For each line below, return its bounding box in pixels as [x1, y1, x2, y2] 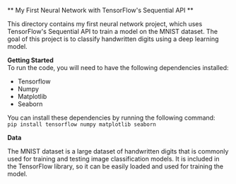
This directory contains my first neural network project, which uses [7, 20, 203, 28]
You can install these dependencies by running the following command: [7, 113, 216, 122]
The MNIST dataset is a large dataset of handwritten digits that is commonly [7, 147, 229, 155]
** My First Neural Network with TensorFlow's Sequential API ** [7, 6, 194, 14]
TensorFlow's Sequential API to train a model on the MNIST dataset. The [7, 28, 218, 35]
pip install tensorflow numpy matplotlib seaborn [7, 121, 157, 128]
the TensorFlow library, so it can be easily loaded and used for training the [7, 162, 224, 171]
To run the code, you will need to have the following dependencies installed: [7, 64, 229, 71]
